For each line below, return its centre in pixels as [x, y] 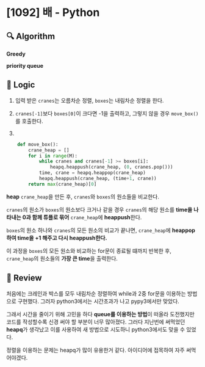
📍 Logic [21, 85]
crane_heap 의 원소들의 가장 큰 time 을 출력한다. [62, 258]
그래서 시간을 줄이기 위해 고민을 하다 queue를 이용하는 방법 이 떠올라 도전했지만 [101, 314]
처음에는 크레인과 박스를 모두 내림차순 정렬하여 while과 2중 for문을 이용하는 [96, 293]
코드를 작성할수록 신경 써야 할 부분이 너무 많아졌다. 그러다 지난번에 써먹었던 [96, 322]
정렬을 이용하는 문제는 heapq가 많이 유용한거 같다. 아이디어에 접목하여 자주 [95, 350]
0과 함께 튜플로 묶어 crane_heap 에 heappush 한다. [82, 217]
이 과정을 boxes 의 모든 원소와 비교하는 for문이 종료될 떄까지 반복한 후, [89, 250]
